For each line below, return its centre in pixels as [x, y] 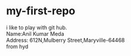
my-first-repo [41, 11]
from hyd [17, 46]
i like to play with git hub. [37, 27]
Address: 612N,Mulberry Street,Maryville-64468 [65, 40]
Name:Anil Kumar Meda [35, 33]
